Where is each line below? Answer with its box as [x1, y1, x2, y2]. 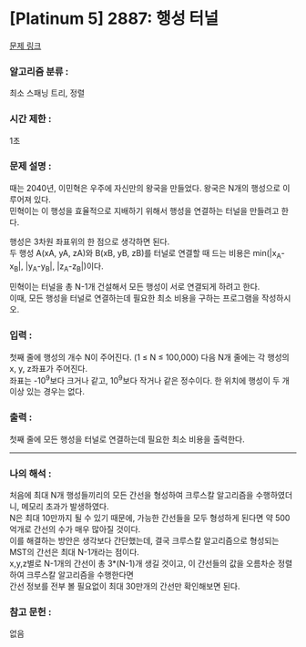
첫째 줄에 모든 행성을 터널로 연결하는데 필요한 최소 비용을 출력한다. [9, 434, 245, 445]
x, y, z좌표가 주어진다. [9, 363, 88, 374]
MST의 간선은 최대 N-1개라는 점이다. [9, 546, 139, 557]
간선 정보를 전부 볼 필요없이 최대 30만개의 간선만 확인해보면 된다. [9, 580, 240, 591]
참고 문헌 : [9, 605, 52, 618]
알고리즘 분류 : [9, 65, 69, 77]
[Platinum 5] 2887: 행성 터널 [9, 8, 219, 29]
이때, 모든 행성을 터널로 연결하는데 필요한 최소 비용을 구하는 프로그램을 [9, 293, 260, 303]
